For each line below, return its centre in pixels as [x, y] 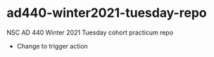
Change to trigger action [52, 46]
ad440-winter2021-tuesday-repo [107, 13]
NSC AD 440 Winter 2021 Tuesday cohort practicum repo [90, 32]
